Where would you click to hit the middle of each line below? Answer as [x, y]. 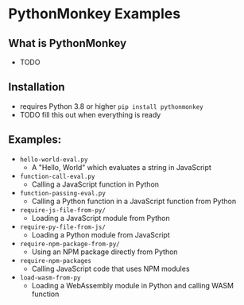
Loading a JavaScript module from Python [101, 218]
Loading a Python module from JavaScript [101, 234]
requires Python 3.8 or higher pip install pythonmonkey [112, 106]
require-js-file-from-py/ [62, 210]
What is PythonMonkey [68, 43]
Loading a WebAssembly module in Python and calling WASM [133, 285]
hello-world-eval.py [54, 160]
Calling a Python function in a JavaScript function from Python [134, 201]
